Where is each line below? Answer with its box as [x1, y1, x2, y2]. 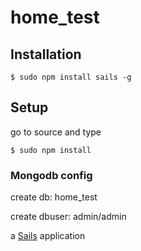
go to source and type [10, 126, 102, 138]
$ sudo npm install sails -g [10, 72, 132, 82]
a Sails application [10, 230, 86, 242]
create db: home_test [10, 191, 98, 203]
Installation [10, 46, 82, 63]
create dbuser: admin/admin [10, 211, 127, 223]
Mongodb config [10, 168, 93, 182]
